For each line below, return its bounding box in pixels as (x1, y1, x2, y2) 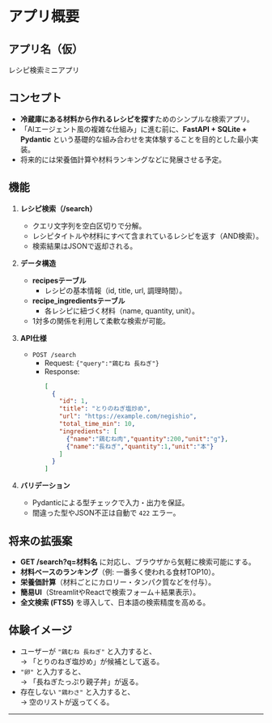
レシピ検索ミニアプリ (8, 66, 79, 74)
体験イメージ (8, 623, 73, 637)
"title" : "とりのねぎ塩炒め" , (59, 405, 151, 413)
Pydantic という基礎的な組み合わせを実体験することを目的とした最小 (19, 134, 252, 144)
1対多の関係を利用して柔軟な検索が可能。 (32, 316, 170, 325)
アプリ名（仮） (8, 42, 83, 56)
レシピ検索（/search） (19, 203, 97, 213)
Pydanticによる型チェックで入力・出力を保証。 (32, 498, 189, 508)
